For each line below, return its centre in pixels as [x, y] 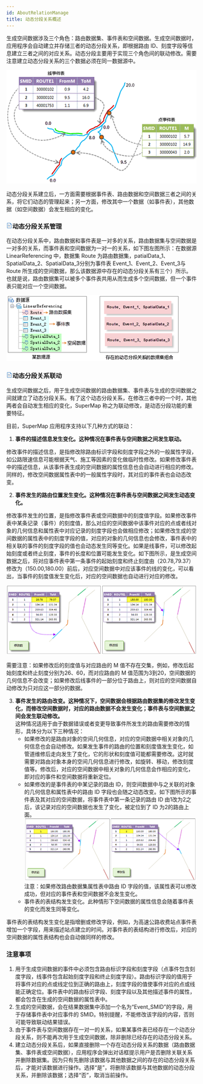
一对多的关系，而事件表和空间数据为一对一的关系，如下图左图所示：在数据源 [101, 248]
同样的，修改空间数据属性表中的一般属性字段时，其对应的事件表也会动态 [96, 474]
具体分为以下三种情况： [55, 731]
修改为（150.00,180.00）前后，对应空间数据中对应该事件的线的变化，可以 [98, 568]
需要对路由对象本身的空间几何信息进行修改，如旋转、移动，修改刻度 [109, 761]
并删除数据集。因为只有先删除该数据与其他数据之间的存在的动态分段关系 [105, 1060]
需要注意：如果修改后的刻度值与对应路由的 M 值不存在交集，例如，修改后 [98, 665]
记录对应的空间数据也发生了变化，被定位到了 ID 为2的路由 [112, 807]
